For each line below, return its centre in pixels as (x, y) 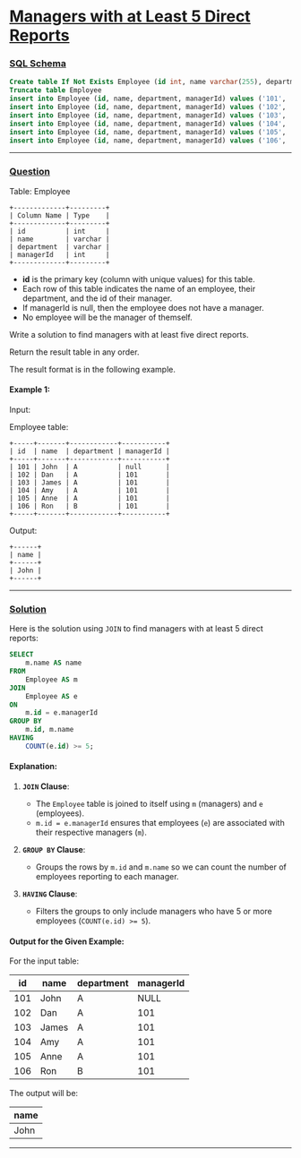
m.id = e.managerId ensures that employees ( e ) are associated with (160, 822)
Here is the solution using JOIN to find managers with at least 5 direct (137, 629)
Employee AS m (52, 679)
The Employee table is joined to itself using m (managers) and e (149, 803)
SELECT (21, 655)
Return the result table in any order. (74, 352)
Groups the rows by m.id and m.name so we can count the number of (161, 867)
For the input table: (44, 961)
